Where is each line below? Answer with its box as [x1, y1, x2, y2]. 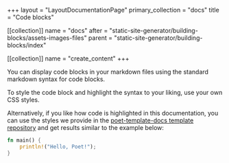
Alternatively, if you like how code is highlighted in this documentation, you [7, 109, 219, 117]
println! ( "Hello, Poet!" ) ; [19, 143, 97, 150]
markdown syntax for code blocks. [7, 75, 105, 83]
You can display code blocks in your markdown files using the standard [7, 68, 209, 76]
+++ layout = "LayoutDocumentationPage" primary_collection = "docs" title [7, 6, 219, 14]
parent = [88, 34, 113, 42]
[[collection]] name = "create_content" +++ [7, 54, 130, 63]
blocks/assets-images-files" [7, 34, 87, 42]
